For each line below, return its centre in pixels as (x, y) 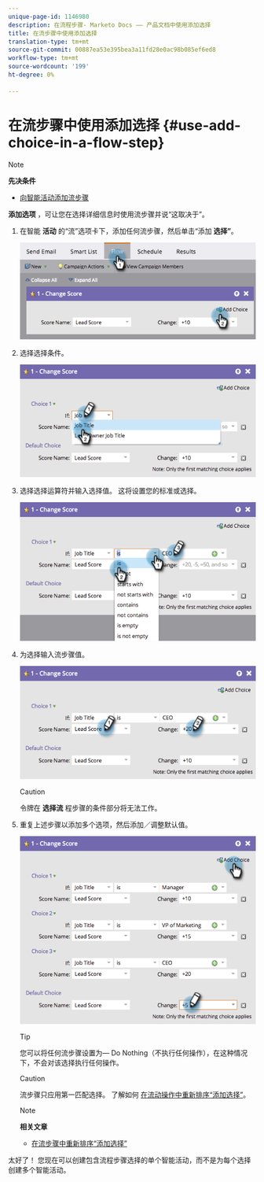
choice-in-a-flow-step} (86, 142)
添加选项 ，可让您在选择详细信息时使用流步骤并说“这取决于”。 (109, 214)
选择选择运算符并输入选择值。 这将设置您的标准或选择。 (110, 491)
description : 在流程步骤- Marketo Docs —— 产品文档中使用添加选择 (110, 25)
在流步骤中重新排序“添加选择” (79, 1143)
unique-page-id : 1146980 (49, 17)
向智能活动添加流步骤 (54, 198)
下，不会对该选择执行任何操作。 (71, 1063)
